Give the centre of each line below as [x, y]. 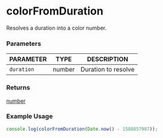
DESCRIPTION [107, 59]
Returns [18, 88]
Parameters [24, 44]
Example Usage [30, 116]
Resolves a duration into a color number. [56, 28]
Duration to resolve [107, 70]
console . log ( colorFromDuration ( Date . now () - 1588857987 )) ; [82, 129]
